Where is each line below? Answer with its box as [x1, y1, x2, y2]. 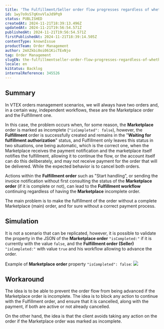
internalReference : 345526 [5, 71, 60, 76]
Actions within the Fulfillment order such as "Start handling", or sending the [5, 173, 158, 178]
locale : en [5, 62, 27, 66]
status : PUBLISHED [5, 16, 42, 21]
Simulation [5, 217, 39, 225]
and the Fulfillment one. [5, 112, 53, 118]
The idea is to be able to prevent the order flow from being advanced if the [5, 288, 155, 294]
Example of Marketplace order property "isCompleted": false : [5, 261, 132, 267]
